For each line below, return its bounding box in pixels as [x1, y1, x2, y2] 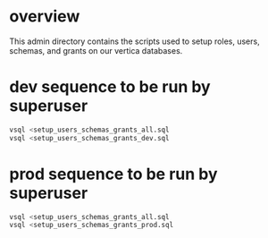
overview [9, 6, 80, 27]
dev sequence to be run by [9, 77, 212, 98]
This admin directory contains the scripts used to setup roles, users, [9, 36, 261, 47]
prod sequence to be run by [9, 164, 218, 184]
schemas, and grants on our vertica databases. [9, 45, 183, 55]
